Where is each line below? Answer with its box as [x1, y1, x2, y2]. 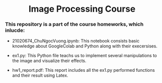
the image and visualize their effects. [12, 58, 87, 64]
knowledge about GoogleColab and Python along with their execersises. [12, 43, 158, 49]
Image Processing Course [28, 3, 136, 15]
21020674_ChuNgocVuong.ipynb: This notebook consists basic [12, 38, 140, 44]
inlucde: [5, 27, 25, 34]
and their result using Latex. [12, 72, 68, 79]
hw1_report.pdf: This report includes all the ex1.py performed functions [12, 67, 155, 73]
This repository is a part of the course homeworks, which [5, 21, 144, 28]
